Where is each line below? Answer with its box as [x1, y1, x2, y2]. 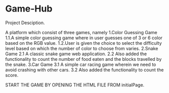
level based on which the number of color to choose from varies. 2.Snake [5, 45, 158, 51]
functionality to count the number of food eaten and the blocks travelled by [5, 56, 162, 62]
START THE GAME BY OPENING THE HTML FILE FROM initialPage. [5, 81, 145, 88]
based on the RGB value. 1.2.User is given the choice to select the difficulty [5, 40, 162, 46]
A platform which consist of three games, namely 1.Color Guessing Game [5, 29, 158, 35]
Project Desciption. [5, 20, 45, 26]
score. [5, 72, 19, 78]
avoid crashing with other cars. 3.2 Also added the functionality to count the [5, 66, 164, 73]
